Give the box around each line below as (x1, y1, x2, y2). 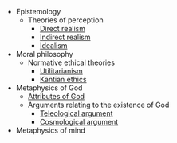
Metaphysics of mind (15, 125, 85, 135)
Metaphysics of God (15, 83, 83, 93)
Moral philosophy (15, 50, 73, 58)
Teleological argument (39, 109, 113, 118)
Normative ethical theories (27, 58, 116, 67)
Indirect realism (39, 32, 91, 42)
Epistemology (15, 7, 61, 16)
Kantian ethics (39, 75, 87, 84)
